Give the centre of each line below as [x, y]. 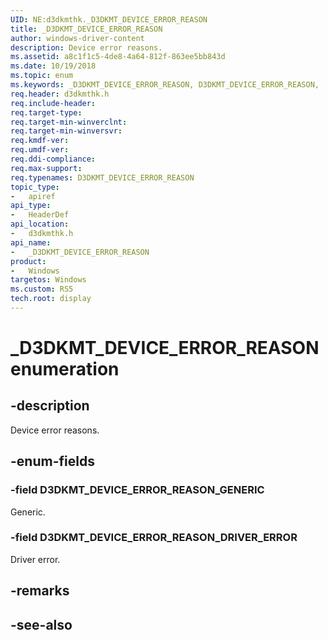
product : [28, 261]
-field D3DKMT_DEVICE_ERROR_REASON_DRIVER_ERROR [154, 538]
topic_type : [35, 187]
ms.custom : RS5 [42, 289]
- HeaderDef [40, 215]
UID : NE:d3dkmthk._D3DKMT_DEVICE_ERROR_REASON [109, 19]
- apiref [33, 196]
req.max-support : [46, 168]
